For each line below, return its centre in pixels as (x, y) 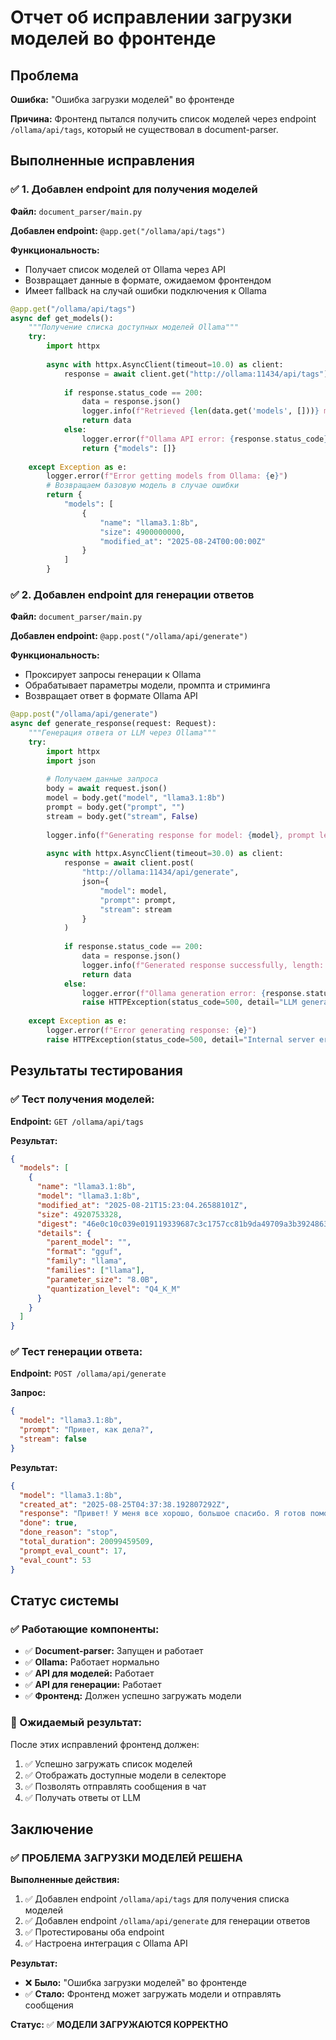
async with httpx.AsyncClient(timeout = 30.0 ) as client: (165, 854)
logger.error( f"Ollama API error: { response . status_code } (205, 439)
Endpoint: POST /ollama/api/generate (88, 1373)
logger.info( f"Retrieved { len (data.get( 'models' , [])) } (200, 411)
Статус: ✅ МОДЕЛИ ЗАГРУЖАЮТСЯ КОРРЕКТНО (119, 2025)
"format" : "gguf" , (84, 1252)
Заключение (52, 1829)
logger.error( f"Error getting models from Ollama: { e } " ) (167, 476)
